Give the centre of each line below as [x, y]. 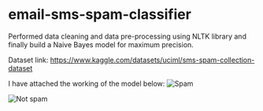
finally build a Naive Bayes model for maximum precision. [101, 44]
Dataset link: [28, 60]
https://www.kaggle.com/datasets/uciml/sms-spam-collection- [152, 60]
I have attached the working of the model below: [87, 83]
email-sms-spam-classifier [100, 15]
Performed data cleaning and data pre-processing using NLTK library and [127, 36]
